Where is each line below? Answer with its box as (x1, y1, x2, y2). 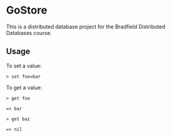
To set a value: (6, 62, 42, 69)
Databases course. (6, 29, 52, 36)
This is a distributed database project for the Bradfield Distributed (6, 23, 166, 30)
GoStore (6, 4, 48, 17)
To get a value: (6, 84, 42, 91)
